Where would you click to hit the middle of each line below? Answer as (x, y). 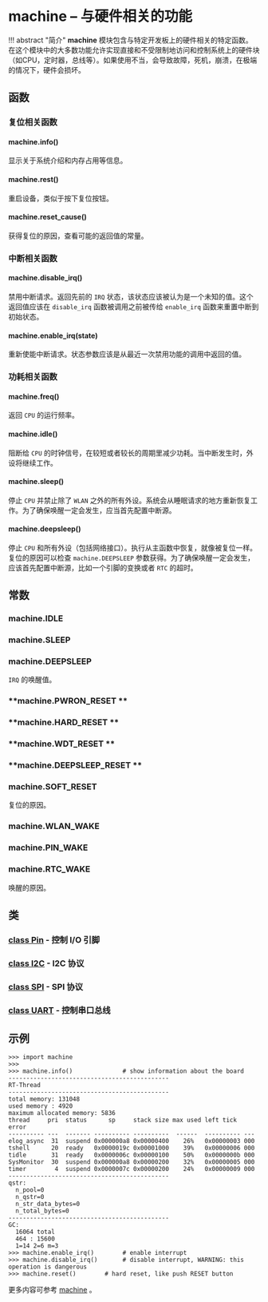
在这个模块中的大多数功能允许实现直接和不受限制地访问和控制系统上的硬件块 (134, 50)
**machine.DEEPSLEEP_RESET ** (75, 765)
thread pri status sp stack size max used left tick (123, 1120)
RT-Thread (25, 1086)
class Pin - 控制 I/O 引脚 (54, 939)
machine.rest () (33, 180)
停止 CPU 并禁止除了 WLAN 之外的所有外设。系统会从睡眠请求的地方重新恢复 (130, 500)
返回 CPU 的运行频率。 (44, 415)
